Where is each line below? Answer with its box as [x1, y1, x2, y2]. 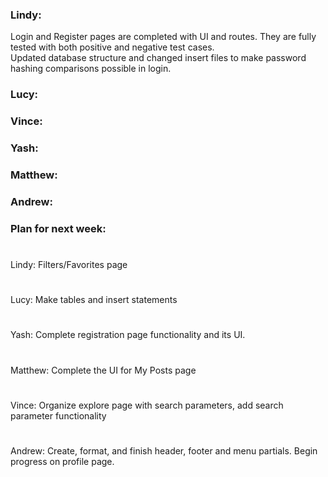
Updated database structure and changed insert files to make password [10, 52, 307, 64]
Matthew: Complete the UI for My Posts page [10, 364, 197, 376]
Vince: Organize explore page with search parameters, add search [10, 399, 284, 411]
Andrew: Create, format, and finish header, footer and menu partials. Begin [10, 444, 318, 457]
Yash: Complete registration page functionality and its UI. [10, 329, 246, 341]
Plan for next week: [10, 221, 107, 235]
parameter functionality [10, 409, 107, 422]
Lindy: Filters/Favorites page [10, 259, 128, 271]
